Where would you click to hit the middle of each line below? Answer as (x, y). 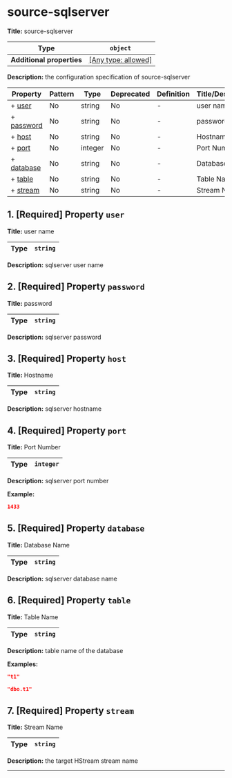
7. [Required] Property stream (71, 711)
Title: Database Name (39, 545)
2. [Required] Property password (76, 287)
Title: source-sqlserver (40, 31)
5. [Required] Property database (76, 528)
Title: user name (31, 231)
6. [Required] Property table (69, 600)
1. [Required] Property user (66, 215)
